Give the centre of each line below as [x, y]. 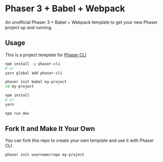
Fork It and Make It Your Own [50, 129]
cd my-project [20, 87]
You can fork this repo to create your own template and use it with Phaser [80, 140]
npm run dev [17, 113]
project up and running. [29, 27]
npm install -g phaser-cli [33, 64]
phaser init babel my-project [36, 82]
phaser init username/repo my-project [45, 155]
